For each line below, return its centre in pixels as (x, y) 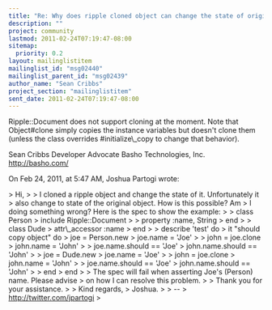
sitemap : (23, 46)
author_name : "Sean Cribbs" (56, 83)
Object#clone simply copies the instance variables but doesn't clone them (132, 130)
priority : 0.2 (39, 53)
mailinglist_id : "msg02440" (56, 69)
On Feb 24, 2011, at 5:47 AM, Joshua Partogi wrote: (94, 179)
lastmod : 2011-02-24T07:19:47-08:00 (70, 38)
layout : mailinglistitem (50, 62)
